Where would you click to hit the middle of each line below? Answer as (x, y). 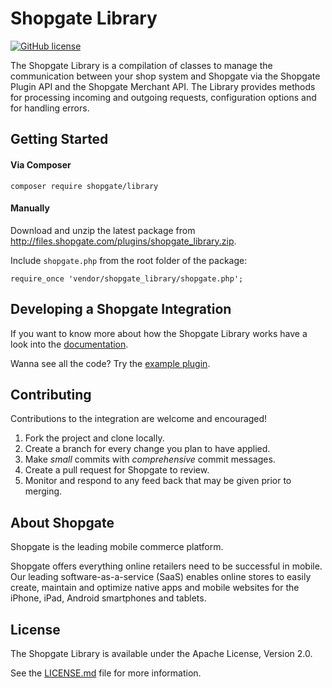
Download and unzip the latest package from (103, 230)
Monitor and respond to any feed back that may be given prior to (158, 481)
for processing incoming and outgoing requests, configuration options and (163, 97)
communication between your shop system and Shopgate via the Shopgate (165, 76)
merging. (43, 491)
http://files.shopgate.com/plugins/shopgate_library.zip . (123, 241)
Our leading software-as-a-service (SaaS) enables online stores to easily (161, 577)
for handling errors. (50, 108)
